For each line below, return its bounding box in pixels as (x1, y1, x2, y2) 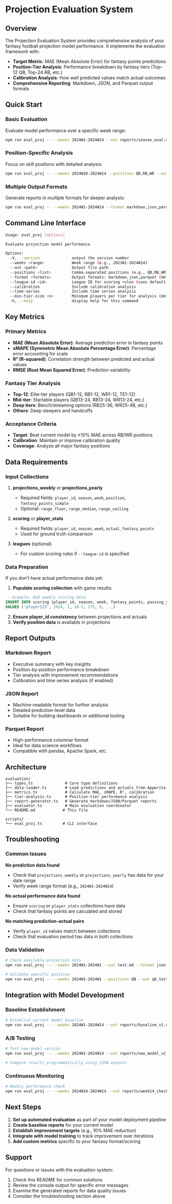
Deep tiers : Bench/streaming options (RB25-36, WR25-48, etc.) (12, 402, 147, 408)
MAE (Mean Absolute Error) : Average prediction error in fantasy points (12, 340, 163, 346)
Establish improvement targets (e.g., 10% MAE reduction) (12, 1127, 137, 1133)
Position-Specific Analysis (5, 150, 73, 157)
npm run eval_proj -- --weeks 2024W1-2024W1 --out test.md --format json (5, 962, 166, 967)
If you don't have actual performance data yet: (5, 575, 103, 581)
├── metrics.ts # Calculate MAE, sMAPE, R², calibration (5, 790, 155, 795)
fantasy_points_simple (20, 501, 69, 506)
